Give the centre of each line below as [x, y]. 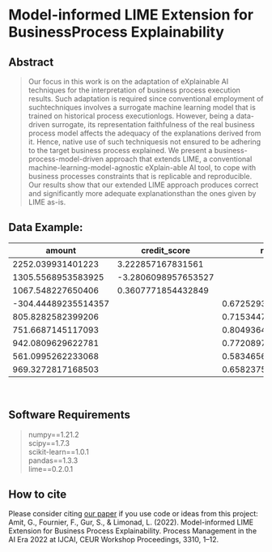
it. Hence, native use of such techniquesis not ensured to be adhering [144, 142]
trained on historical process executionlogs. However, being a [131, 116]
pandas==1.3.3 [53, 460]
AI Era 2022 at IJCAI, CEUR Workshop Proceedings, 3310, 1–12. [114, 540]
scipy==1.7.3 [49, 443]
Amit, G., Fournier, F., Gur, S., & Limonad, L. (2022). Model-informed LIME [131, 522]
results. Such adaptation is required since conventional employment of [146, 98]
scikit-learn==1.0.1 [58, 451]
